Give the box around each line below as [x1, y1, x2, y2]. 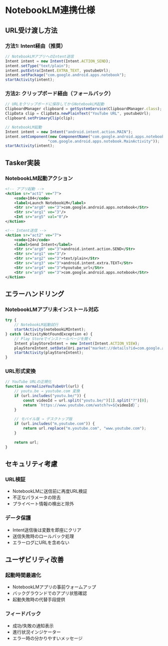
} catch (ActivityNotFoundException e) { [5, 332, 93, 337]
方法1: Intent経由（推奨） [5, 42, 66, 49]
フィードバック [5, 610, 41, 617]
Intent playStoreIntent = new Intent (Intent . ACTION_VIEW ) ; [14, 341, 140, 346]
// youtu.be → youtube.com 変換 [14, 389, 80, 394]
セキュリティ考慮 [5, 459, 57, 468]
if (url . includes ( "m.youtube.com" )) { [14, 421, 95, 426]
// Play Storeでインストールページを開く [14, 336, 91, 341]
